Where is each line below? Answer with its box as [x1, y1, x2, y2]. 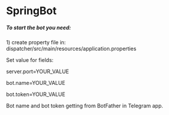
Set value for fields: [6, 57, 54, 64]
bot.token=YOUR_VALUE [6, 91, 66, 98]
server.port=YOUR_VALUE [6, 68, 69, 75]
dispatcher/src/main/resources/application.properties [6, 45, 137, 52]
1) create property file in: [6, 39, 66, 46]
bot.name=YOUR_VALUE [6, 80, 66, 87]
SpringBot [6, 4, 57, 18]
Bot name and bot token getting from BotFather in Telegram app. [6, 102, 164, 110]
